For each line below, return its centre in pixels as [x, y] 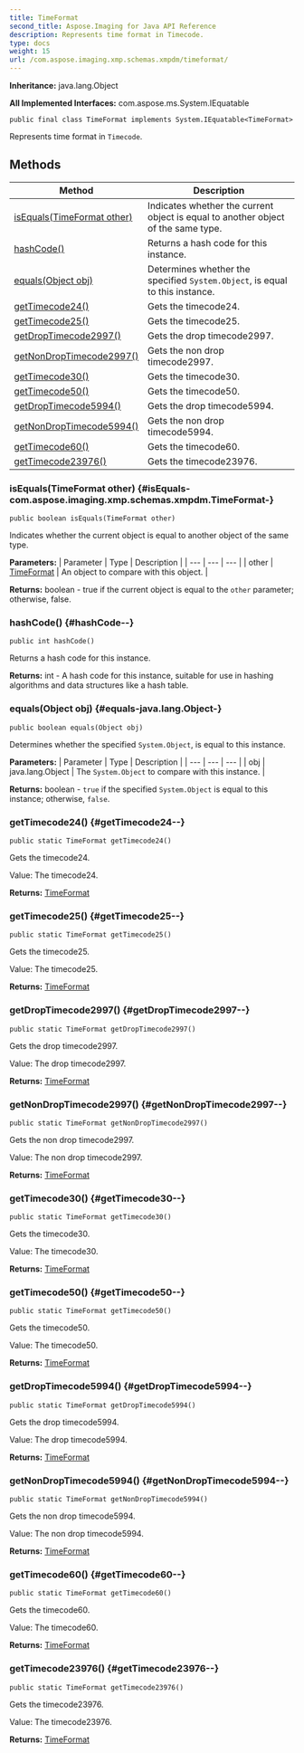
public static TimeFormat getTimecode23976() [96, 1687]
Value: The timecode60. [54, 1628]
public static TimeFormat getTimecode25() [90, 935]
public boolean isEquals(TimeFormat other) [93, 519]
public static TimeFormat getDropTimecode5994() [103, 1405]
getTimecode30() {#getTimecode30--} [98, 1198]
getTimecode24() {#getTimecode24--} [97, 822]
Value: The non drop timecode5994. [77, 1534]
